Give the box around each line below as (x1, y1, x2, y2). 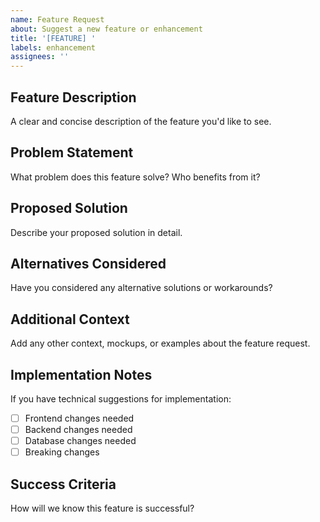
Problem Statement (10, 144, 134, 161)
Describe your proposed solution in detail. (10, 226, 183, 238)
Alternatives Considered (10, 255, 167, 272)
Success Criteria (10, 476, 117, 493)
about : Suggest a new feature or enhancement (10, 24, 203, 34)
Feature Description (10, 89, 137, 106)
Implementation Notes (10, 366, 153, 383)
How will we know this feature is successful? (10, 502, 195, 515)
